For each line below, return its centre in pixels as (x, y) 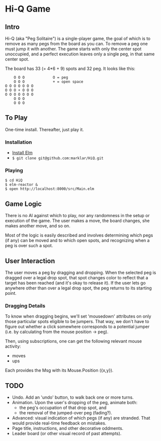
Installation (19, 142)
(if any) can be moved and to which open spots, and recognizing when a (77, 240)
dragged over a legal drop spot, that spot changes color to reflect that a (77, 278)
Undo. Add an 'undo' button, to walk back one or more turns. (73, 397)
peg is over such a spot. (29, 246)
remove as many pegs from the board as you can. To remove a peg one (76, 44)
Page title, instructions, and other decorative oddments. (68, 428)
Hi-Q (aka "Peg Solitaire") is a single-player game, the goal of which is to (78, 38)
